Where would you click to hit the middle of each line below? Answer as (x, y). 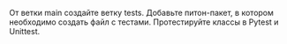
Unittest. (25, 31)
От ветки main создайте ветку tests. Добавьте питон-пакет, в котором (141, 13)
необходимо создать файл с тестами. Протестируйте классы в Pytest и (144, 22)
